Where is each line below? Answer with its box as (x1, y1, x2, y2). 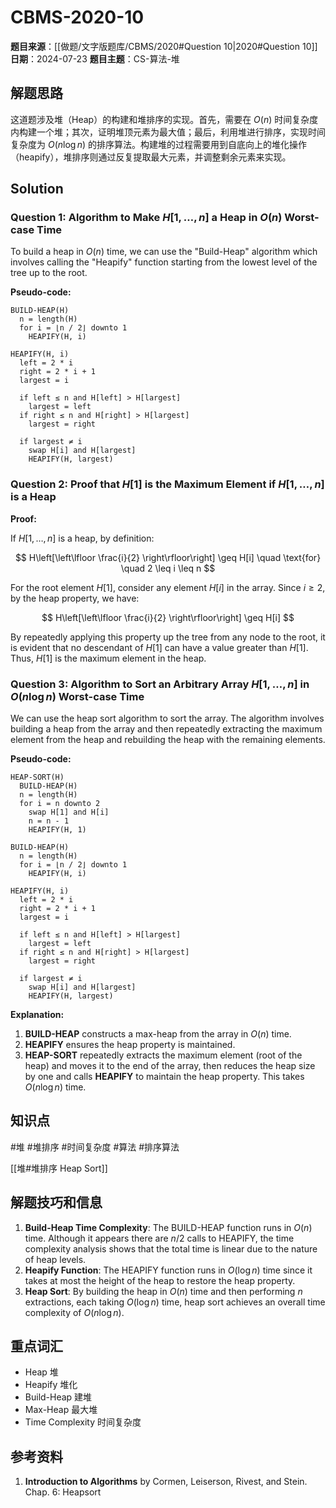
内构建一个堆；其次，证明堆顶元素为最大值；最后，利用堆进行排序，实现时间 (10, 126, 326, 138)
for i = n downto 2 (19, 799, 101, 809)
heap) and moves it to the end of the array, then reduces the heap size (24, 1060, 316, 1072)
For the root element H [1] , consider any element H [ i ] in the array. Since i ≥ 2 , (10, 581, 326, 593)
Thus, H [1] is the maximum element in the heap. (10, 652, 207, 664)
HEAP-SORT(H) (10, 772, 65, 783)
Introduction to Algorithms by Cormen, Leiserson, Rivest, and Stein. (24, 1476, 308, 1488)
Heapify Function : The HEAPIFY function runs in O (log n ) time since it (24, 1264, 313, 1276)
